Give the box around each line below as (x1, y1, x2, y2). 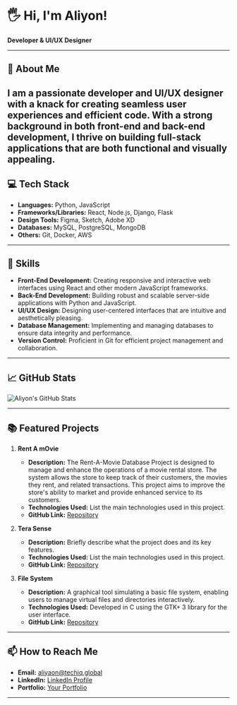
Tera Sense (17, 524, 51, 533)
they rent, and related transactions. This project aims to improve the (28, 480, 226, 489)
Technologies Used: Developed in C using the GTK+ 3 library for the (28, 603, 228, 611)
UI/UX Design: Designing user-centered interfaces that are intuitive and (17, 307, 226, 315)
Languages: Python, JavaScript (17, 201, 111, 209)
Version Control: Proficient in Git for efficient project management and (17, 336, 224, 345)
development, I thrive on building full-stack (7, 131, 202, 143)
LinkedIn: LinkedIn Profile (17, 675, 93, 684)
